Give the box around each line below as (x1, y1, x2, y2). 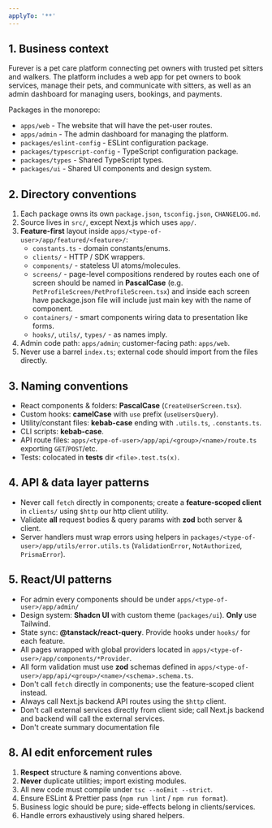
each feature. (19, 636, 66, 645)
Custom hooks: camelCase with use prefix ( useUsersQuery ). (19, 409, 219, 419)
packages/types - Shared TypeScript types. (19, 155, 164, 165)
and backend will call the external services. (19, 714, 165, 723)
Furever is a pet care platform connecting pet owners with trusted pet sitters (8, 63, 264, 73)
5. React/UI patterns (8, 573, 112, 587)
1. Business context (8, 42, 109, 56)
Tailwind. (19, 619, 51, 628)
